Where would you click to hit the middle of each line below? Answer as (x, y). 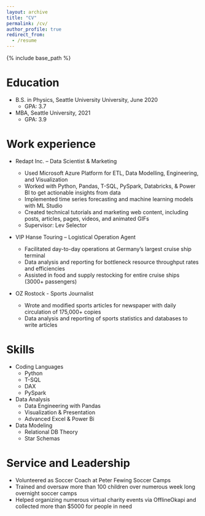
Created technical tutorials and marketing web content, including (106, 212)
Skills (21, 350)
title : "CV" (21, 18)
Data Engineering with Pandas (63, 406)
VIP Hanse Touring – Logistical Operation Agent (75, 237)
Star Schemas (42, 438)
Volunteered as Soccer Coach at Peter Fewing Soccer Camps (93, 480)
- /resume (24, 40)
